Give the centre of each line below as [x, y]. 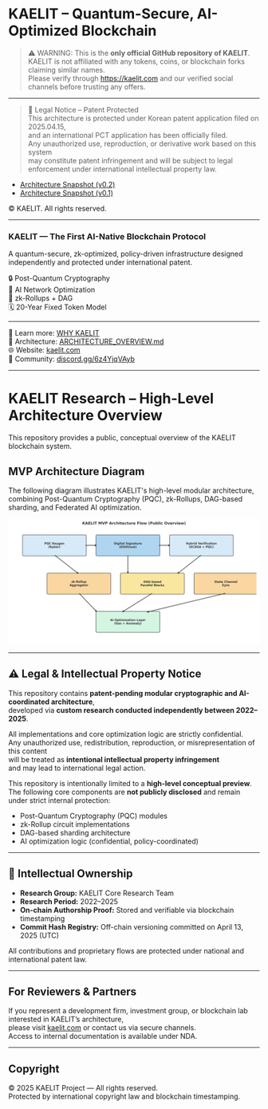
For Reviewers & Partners [73, 992]
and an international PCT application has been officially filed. [128, 135]
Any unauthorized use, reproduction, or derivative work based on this [142, 144]
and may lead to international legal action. [77, 768]
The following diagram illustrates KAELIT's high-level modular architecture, [131, 490]
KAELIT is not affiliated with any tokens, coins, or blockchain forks [136, 61]
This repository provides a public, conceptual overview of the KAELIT [122, 438]
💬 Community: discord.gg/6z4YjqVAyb [72, 359]
